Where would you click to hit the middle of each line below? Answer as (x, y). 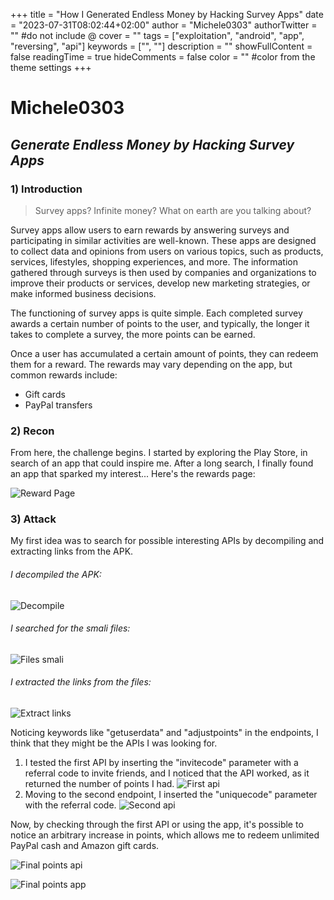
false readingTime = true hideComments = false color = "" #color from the (163, 57)
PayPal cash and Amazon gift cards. (85, 846)
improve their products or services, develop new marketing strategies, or (160, 283)
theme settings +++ (51, 67)
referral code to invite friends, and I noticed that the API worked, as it (167, 773)
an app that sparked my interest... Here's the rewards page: (133, 474)
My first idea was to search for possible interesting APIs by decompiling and (167, 541)
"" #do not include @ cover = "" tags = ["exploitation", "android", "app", (157, 35)
